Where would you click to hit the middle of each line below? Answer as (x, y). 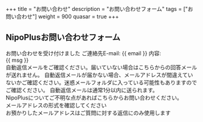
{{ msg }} (17, 60)
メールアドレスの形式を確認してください (56, 105)
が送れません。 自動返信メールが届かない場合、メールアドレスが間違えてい (99, 75)
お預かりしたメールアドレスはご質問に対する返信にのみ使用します (88, 113)
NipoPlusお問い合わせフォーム (63, 37)
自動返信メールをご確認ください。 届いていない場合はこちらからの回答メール (101, 67)
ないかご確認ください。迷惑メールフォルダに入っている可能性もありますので (101, 82)
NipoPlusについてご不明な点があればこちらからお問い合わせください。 (94, 97)
